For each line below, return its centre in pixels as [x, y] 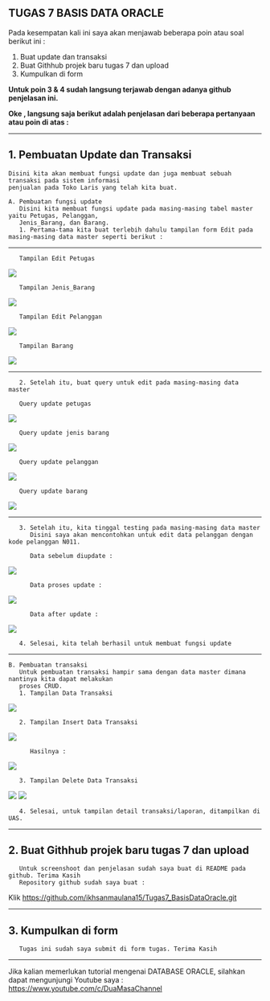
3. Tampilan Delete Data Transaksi [78, 780]
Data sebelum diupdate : [71, 556]
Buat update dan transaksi [63, 56]
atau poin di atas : [39, 122]
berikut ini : [27, 41]
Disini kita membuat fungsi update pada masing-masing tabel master [136, 208]
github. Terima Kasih [45, 876]
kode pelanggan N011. [45, 542]
